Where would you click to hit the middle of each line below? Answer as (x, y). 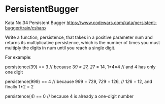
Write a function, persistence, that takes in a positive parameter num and (79, 37)
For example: (18, 57)
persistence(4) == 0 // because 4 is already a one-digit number (69, 96)
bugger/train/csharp (26, 27)
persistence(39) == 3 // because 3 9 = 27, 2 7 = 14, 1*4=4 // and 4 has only (81, 67)
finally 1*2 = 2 (19, 86)
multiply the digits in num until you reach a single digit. (60, 48)
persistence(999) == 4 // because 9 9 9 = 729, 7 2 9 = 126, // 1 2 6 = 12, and (79, 81)
